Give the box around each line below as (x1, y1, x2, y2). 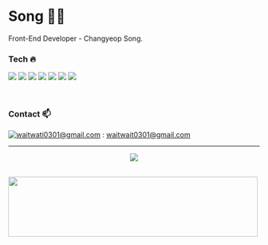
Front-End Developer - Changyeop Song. (8, 34, 144, 43)
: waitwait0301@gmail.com (102, 129, 191, 139)
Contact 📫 (8, 109, 51, 120)
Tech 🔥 (8, 53, 37, 65)
